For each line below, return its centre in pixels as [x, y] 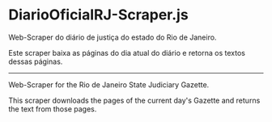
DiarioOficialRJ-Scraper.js [98, 15]
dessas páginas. [36, 61]
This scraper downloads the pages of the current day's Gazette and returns [134, 100]
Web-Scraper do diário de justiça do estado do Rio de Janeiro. [113, 37]
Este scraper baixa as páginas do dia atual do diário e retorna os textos [127, 53]
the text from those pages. [53, 109]
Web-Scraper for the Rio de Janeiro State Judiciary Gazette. [109, 84]
